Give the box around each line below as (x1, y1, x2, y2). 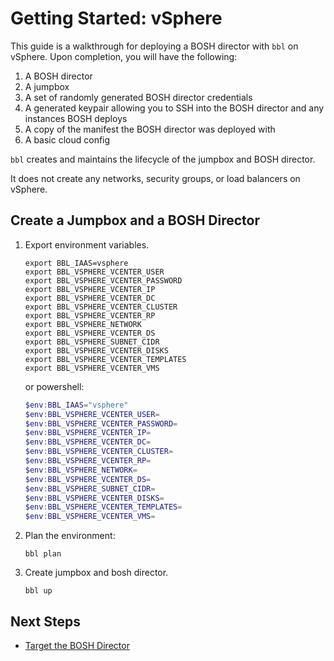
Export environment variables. (24, 238, 150, 251)
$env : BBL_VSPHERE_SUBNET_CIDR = (24, 483, 156, 494)
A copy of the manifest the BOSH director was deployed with (24, 123, 276, 135)
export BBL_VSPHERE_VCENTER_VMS (24, 363, 160, 373)
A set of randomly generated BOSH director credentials (24, 91, 253, 103)
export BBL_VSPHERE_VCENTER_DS (24, 328, 156, 338)
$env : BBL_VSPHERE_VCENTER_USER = (24, 409, 160, 419)
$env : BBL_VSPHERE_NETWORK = (24, 465, 138, 475)
